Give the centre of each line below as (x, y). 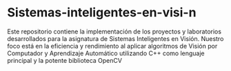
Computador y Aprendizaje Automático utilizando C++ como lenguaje (106, 53)
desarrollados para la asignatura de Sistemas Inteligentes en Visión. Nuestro (115, 38)
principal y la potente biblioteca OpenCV (65, 60)
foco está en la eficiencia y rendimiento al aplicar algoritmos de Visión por (112, 46)
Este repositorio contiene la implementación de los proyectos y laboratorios (114, 31)
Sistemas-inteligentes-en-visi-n (102, 13)
